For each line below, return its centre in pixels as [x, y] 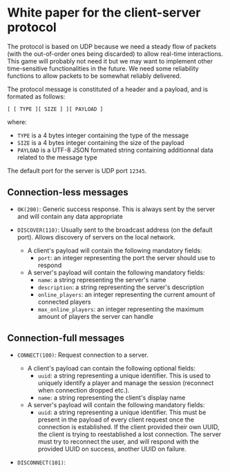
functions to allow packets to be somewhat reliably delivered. [94, 76]
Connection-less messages [68, 192]
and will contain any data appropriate [70, 216]
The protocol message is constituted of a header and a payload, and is [108, 89]
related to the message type [57, 157]
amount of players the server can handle [96, 316]
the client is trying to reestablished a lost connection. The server [130, 434]
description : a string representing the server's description [121, 287]
